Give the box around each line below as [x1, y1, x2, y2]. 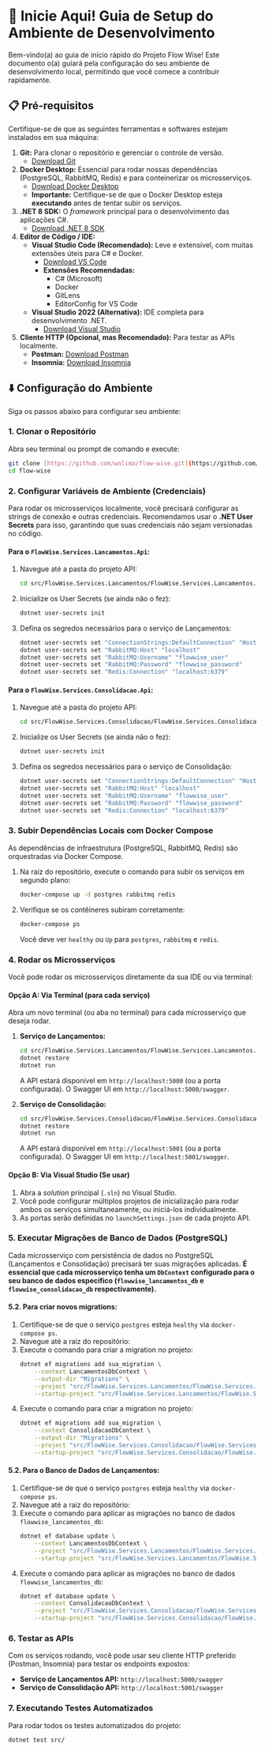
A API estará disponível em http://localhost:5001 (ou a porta [19, 1143, 221, 1153]
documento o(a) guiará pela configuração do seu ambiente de [8, 58, 211, 68]
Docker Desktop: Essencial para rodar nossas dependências [19, 164, 218, 174]
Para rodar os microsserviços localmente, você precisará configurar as [8, 503, 239, 513]
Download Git [31, 156, 77, 165]
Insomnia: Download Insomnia [31, 357, 132, 367]
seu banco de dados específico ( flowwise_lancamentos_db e [8, 1275, 204, 1285]
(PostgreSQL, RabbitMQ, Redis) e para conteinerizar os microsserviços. [19, 173, 252, 183]
